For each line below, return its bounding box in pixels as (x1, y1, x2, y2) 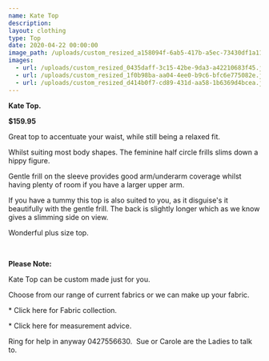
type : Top (8, 34, 42, 42)
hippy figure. (8, 155, 50, 165)
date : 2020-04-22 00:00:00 (8, 42, 98, 50)
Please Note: (8, 259, 52, 268)
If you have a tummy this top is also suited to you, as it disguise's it (8, 195, 228, 205)
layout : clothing (8, 26, 66, 34)
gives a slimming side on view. (8, 212, 109, 222)
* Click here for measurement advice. (8, 321, 132, 331)
